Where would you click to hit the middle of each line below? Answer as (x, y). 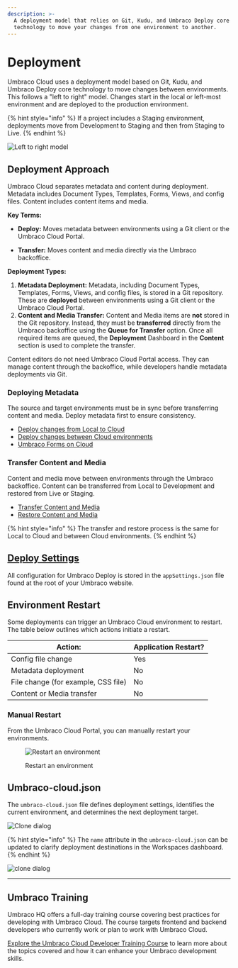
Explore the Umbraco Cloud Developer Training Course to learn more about (117, 943)
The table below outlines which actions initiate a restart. (89, 630)
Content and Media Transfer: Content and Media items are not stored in (124, 316)
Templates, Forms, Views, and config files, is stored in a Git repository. (120, 293)
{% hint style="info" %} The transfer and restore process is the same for (113, 528)
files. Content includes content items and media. (78, 201)
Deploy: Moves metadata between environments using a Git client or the (124, 229)
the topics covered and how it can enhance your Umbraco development (112, 951)
